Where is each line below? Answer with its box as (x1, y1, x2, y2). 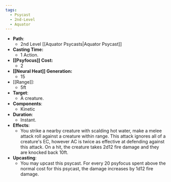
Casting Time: (12, 46, 43, 53)
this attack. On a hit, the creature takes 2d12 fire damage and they (20, 144, 159, 150)
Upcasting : (12, 155, 37, 161)
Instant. (20, 117, 37, 123)
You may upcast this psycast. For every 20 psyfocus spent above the (20, 160, 166, 166)
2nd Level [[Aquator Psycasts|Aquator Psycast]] (20, 41, 122, 47)
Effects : (12, 122, 30, 128)
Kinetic (20, 106, 36, 112)
